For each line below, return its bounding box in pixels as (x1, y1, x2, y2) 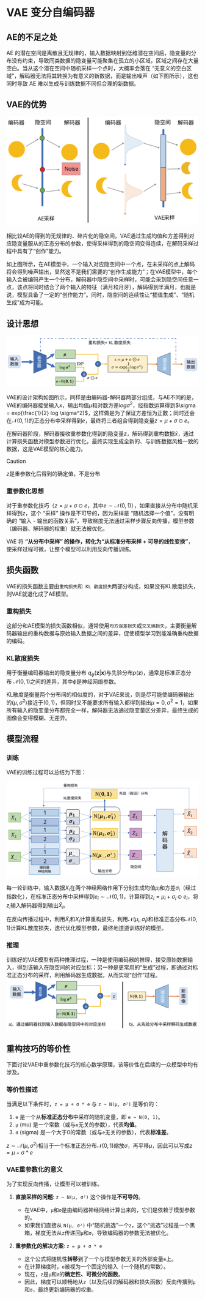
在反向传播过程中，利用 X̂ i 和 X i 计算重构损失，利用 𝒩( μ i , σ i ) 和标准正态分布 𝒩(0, (6, 916, 198, 924)
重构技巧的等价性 (6, 1043, 71, 1054)
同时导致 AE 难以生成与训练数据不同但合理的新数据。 (6, 80, 139, 87)
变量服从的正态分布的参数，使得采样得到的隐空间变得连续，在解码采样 (16, 240, 193, 247)
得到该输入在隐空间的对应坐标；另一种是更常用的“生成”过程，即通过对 (16, 964, 193, 971)
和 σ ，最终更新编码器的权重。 (24, 1286, 97, 1293)
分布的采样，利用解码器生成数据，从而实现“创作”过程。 (22, 971, 161, 979)
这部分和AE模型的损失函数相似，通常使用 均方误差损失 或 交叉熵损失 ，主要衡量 (6, 622, 192, 629)
